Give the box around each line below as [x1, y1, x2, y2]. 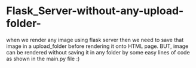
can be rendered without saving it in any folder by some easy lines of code [6, 48, 190, 56]
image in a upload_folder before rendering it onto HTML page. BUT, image [6, 43, 189, 50]
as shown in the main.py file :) [6, 55, 80, 62]
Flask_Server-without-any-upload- [6, 4, 184, 18]
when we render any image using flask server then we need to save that [6, 36, 184, 43]
